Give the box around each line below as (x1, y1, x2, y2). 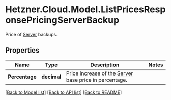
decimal (41, 73, 62, 80)
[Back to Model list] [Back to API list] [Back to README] (5, 89, 122, 95)
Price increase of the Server (66, 70, 133, 77)
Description (90, 61, 120, 68)
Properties (5, 46, 40, 55)
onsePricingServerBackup (5, 14, 120, 26)
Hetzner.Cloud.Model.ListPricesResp (5, 4, 166, 15)
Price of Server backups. (5, 31, 58, 37)
